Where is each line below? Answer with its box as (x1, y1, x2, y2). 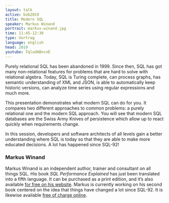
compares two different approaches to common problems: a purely (5, 105, 144, 111)
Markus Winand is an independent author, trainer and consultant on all (5, 165, 151, 171)
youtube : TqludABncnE (5, 49, 51, 54)
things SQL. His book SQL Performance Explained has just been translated (5, 170, 160, 176)
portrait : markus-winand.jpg (5, 26, 66, 31)
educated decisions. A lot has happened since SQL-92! (5, 141, 120, 147)
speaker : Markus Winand (5, 21, 55, 27)
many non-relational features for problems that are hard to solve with (5, 68, 148, 74)
